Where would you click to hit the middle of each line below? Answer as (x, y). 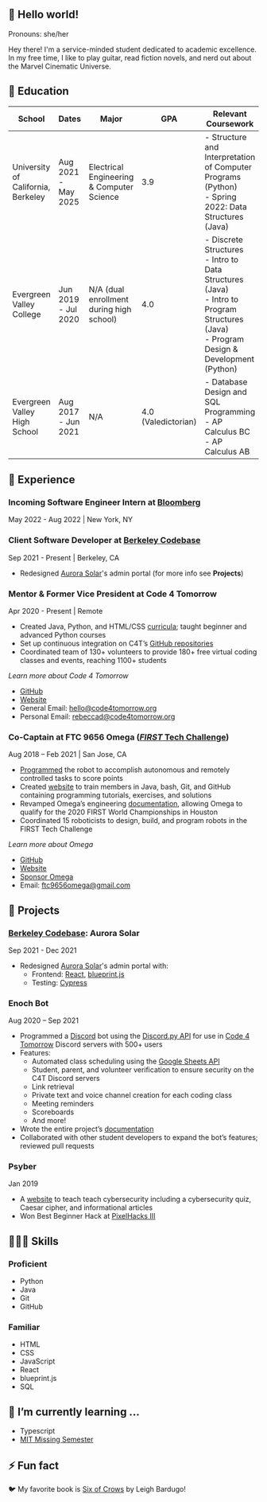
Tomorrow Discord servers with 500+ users (91, 1044)
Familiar (24, 1328)
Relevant (230, 114)
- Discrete (224, 240)
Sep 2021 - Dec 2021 (43, 950)
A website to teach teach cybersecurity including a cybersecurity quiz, (135, 1200)
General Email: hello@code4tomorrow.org (88, 708)
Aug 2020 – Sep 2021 (44, 1020)
